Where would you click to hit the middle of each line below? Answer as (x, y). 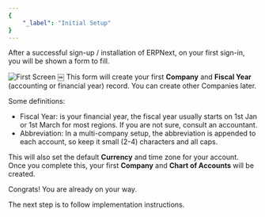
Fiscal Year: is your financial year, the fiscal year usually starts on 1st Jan (138, 116)
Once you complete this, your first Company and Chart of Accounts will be (131, 166)
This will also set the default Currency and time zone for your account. (123, 157)
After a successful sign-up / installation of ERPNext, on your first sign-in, (127, 53)
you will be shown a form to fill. (59, 61)
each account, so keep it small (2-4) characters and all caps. (119, 142)
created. (22, 174)
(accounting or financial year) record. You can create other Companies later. (132, 86)
